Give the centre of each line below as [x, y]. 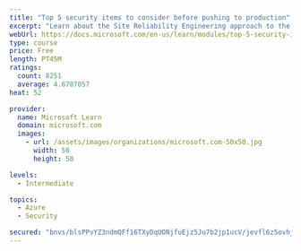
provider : [28, 108]
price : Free [31, 51]
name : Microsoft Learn [60, 117]
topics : [24, 199]
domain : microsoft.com [60, 125]
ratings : [26, 68]
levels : [24, 175]
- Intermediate [46, 183]
